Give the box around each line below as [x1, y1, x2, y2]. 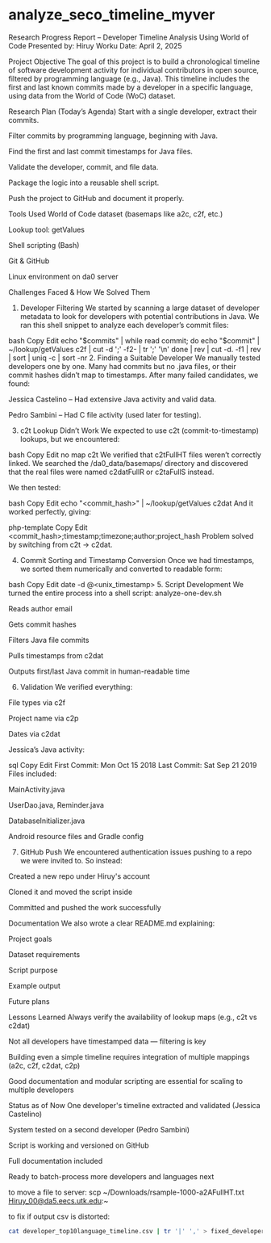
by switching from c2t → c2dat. [8, 540, 113, 549]
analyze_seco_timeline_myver [8, 6, 215, 24]
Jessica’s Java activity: [8, 745, 85, 754]
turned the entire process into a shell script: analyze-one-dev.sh [8, 588, 222, 598]
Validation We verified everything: [19, 682, 133, 691]
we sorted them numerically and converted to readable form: [19, 564, 223, 573]
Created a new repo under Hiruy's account [8, 871, 151, 881]
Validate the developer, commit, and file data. [8, 162, 159, 171]
